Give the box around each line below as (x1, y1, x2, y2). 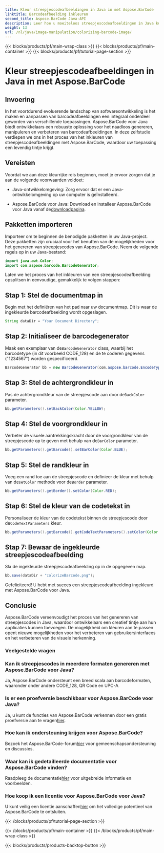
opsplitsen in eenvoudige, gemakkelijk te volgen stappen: (5, 277, 121, 283)
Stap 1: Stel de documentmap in (5, 291, 103, 299)
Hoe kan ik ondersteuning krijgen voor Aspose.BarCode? (5, 729, 143, 736)
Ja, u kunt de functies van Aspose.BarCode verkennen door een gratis (5, 712, 147, 718)
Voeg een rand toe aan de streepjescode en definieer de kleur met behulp (5, 473, 154, 479)
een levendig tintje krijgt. (5, 145, 55, 150)
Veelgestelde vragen (5, 647, 56, 654)
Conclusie (5, 601, 37, 610)
